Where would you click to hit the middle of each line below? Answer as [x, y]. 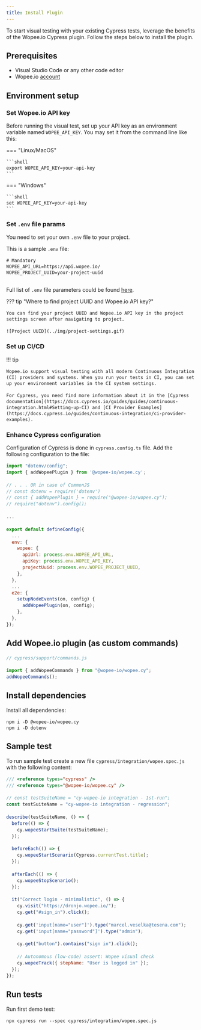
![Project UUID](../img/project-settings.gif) [65, 332]
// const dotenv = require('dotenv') [53, 491]
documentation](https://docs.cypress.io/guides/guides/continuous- [92, 401]
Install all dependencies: [36, 710]
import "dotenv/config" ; [37, 466]
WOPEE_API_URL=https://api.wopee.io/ [53, 267]
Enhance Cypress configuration [53, 434]
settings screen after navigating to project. [65, 319]
